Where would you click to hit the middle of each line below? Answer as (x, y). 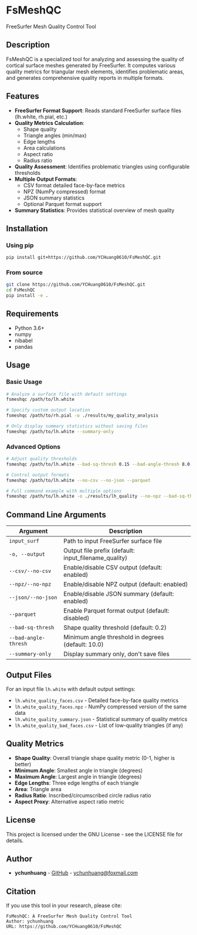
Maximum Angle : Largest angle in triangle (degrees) (78, 777)
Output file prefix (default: (99, 551)
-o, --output (27, 554)
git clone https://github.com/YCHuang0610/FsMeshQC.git (76, 285)
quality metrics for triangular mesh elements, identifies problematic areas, (95, 72)
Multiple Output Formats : (46, 179)
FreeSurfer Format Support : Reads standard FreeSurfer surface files (98, 110)
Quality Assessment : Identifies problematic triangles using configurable (102, 166)
